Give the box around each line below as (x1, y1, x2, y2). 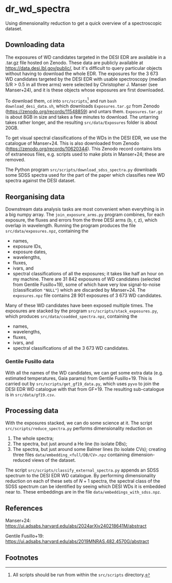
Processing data (5, 406, 59, 415)
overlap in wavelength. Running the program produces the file (5, 222, 136, 229)
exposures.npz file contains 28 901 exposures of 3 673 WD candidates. (12, 292, 162, 298)
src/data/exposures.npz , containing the (5, 228, 89, 234)
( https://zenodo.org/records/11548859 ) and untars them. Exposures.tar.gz (5, 108, 163, 115)
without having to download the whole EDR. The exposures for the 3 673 (5, 70, 159, 77)
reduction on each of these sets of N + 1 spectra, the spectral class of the (5, 478, 160, 484)
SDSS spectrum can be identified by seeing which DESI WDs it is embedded (5, 483, 166, 490)
